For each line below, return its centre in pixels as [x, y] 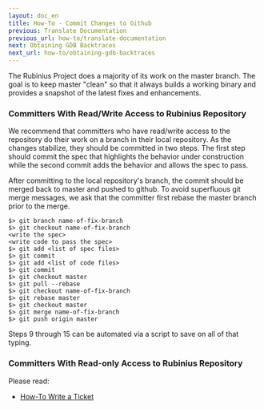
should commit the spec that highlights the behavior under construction [126, 156]
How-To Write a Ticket [57, 396]
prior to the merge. [39, 206]
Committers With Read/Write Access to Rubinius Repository [127, 113]
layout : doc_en [34, 16]
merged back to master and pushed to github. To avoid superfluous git [125, 189]
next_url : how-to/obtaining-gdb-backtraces [82, 53]
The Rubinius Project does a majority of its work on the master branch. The [132, 76]
